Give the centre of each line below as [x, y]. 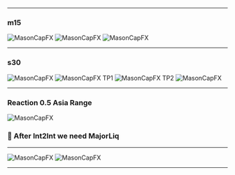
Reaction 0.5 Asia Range [50, 102]
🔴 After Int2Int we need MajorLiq [63, 136]
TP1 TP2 [138, 78]
